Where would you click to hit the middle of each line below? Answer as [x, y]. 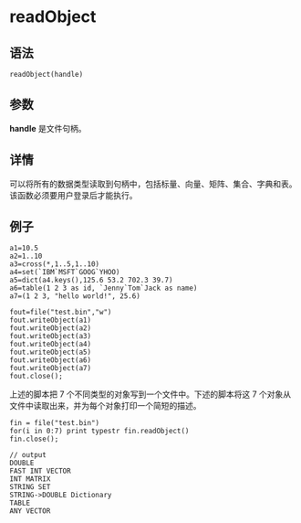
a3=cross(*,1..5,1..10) [55, 264]
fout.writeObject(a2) [51, 328]
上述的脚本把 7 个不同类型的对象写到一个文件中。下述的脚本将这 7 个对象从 [150, 394]
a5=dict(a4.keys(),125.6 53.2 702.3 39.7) [91, 281]
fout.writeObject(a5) [51, 352]
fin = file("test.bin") [55, 423]
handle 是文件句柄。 [48, 128]
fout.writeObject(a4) [51, 345]
